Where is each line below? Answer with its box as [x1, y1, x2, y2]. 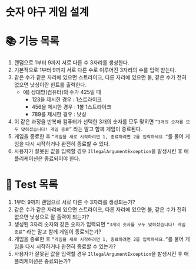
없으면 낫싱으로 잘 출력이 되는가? [14, 213, 89, 220]
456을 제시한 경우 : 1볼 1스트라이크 [31, 103, 112, 110]
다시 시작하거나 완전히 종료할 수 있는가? [25, 243, 116, 250]
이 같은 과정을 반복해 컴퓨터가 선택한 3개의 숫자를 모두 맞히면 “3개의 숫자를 [14, 118, 184, 125]
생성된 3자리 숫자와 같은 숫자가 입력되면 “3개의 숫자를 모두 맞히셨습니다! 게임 [14, 221, 186, 228]
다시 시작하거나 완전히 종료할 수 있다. [25, 140, 110, 148]
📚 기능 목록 [5, 35, 59, 48]
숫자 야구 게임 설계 [5, 5, 89, 19]
